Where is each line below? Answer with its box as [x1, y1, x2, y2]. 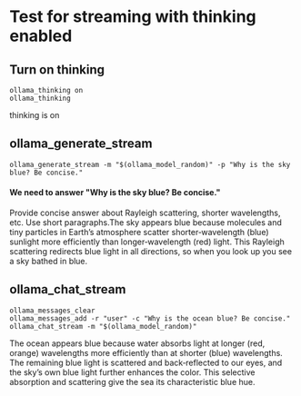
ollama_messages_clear [9, 306, 95, 315]
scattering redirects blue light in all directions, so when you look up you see [9, 246, 293, 257]
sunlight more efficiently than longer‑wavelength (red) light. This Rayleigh [9, 236, 285, 247]
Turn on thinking [9, 62, 105, 77]
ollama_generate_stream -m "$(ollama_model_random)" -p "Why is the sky [9, 160, 291, 169]
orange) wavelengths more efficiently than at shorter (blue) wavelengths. [9, 347, 284, 358]
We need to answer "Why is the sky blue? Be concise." [9, 187, 221, 198]
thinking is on [9, 110, 60, 120]
